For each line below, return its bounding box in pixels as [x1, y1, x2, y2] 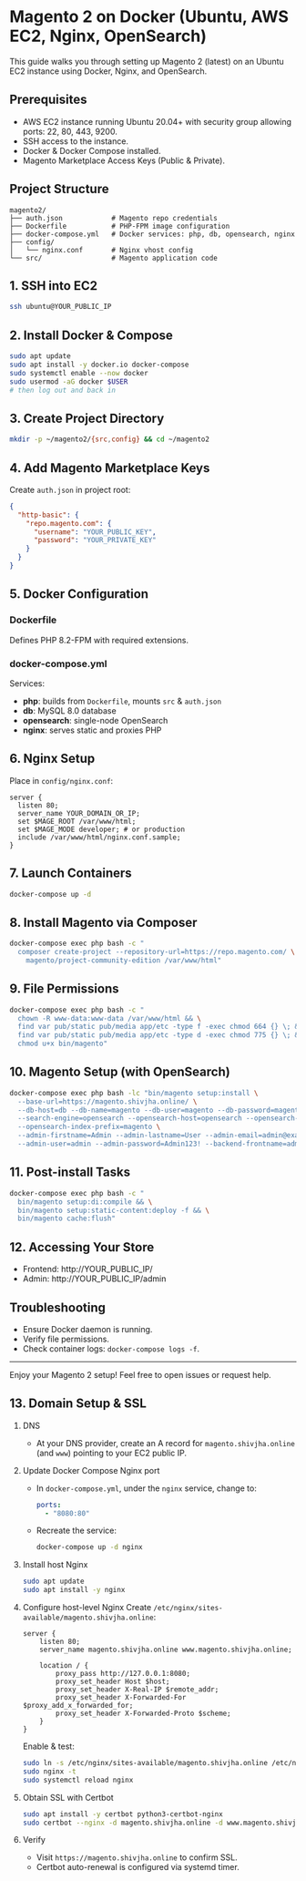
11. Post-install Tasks [9, 1165, 130, 1180]
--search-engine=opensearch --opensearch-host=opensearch [17, 1114, 243, 1123]
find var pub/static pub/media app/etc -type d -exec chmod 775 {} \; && [17, 1031, 303, 1040]
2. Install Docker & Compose [9, 327, 173, 343]
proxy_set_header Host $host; [56, 1677, 170, 1687]
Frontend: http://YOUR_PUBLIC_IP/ [22, 1264, 153, 1275]
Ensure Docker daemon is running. [22, 1323, 153, 1334]
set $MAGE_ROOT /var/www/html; [17, 817, 137, 826]
